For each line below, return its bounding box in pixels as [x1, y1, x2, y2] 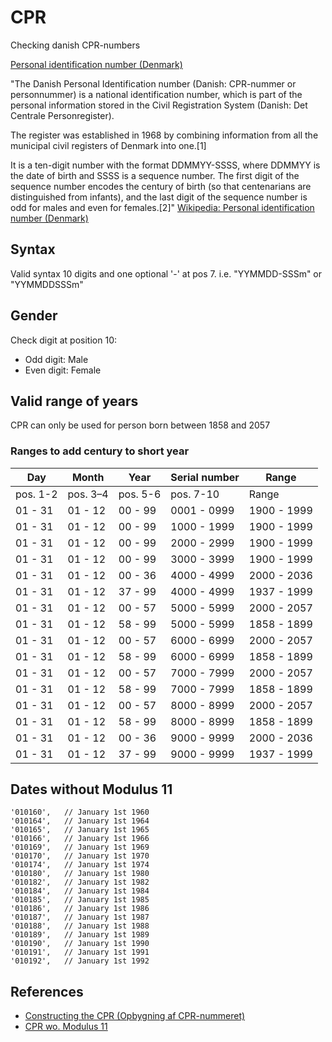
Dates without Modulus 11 [10, 781, 173, 798]
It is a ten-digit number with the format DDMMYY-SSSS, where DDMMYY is [10, 159, 321, 171]
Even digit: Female [24, 364, 102, 376]
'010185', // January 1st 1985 [10, 895, 150, 905]
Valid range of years [10, 392, 139, 410]
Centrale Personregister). [10, 109, 115, 121]
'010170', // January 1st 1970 [10, 851, 150, 861]
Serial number [170, 470, 240, 484]
